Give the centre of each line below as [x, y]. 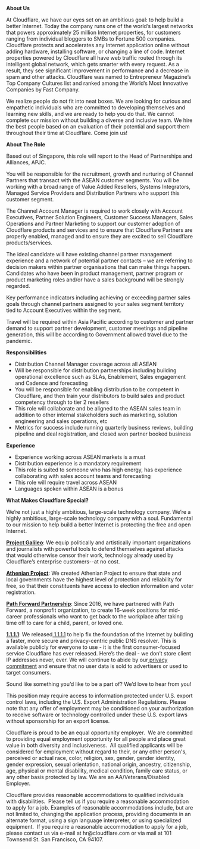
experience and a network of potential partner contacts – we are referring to [99, 260]
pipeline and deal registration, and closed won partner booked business [103, 434]
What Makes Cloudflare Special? [48, 500]
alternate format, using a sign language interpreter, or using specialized [94, 820]
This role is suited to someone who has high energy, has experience [98, 470]
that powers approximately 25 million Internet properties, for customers [94, 32]
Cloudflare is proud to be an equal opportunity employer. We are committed [100, 732]
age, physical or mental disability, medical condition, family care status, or [97, 771]
